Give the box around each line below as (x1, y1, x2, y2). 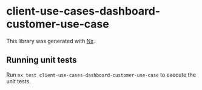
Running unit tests (6, 55, 77, 65)
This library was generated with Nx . (6, 37, 95, 44)
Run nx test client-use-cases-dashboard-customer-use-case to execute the (6, 71, 196, 78)
